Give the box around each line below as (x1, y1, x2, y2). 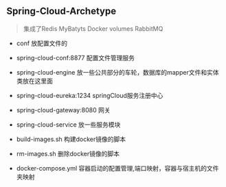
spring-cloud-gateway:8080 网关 (16, 105, 111, 114)
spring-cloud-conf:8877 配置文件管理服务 (16, 53, 135, 62)
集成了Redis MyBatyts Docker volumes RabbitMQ (23, 24, 163, 33)
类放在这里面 (16, 77, 53, 85)
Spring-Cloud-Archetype (6, 5, 117, 17)
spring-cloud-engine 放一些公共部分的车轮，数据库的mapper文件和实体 (16, 68, 219, 76)
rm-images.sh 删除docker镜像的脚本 (16, 149, 120, 158)
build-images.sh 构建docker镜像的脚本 (16, 135, 126, 143)
